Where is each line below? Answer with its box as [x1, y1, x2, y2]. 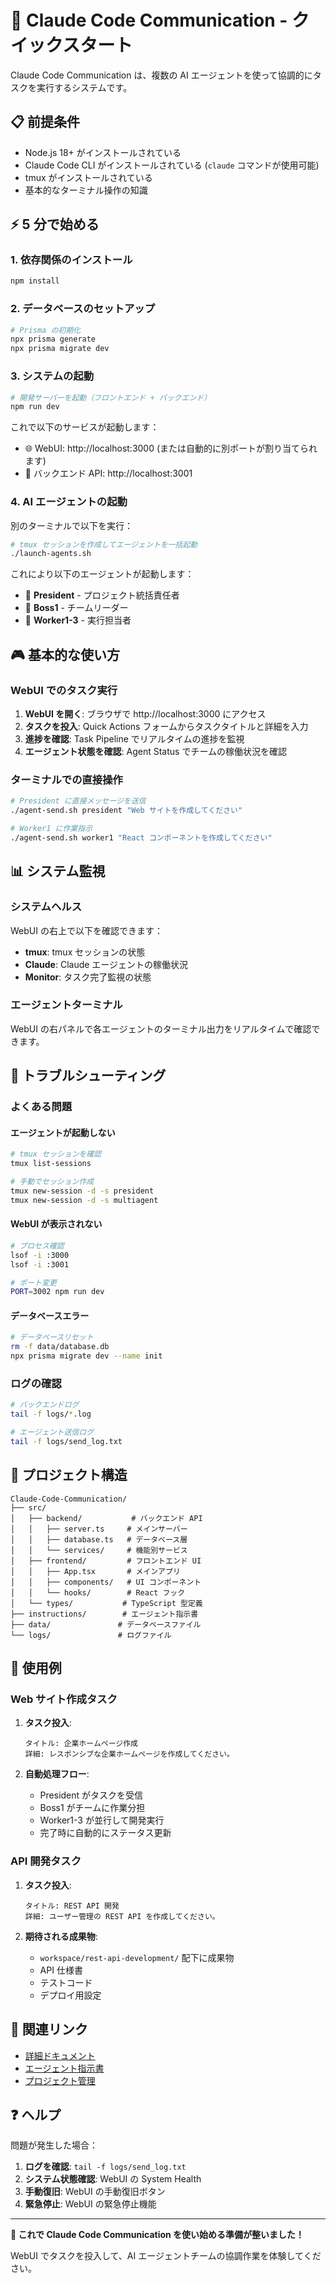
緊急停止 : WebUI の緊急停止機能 [24, 2198, 157, 2210]
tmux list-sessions [10, 1159, 92, 1169]
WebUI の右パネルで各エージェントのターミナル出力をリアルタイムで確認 [10, 1022, 312, 1035]
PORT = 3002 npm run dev [10, 1287, 105, 1297]
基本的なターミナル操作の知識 [24, 184, 148, 196]
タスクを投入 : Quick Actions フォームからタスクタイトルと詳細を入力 [24, 721, 309, 733]
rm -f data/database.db [10, 1342, 110, 1352]
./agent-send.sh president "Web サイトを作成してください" [10, 806, 243, 816]
